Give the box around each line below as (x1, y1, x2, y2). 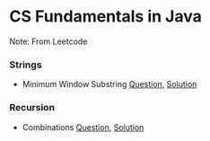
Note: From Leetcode (9, 36, 88, 47)
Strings (9, 58, 42, 71)
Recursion (9, 101, 56, 114)
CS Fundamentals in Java (9, 6, 202, 27)
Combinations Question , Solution (22, 121, 144, 132)
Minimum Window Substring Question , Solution (22, 79, 197, 90)
